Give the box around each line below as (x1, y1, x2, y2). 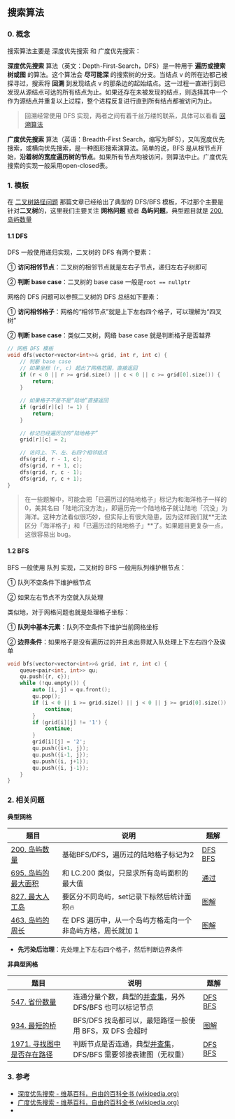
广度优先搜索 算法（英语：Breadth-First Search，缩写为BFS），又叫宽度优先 (7, 135, 225, 143)
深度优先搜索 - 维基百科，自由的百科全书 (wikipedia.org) (17, 1089, 180, 1097)
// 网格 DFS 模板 (7, 345, 54, 352)
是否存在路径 (10, 1049, 54, 1059)
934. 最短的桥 (10, 1020, 57, 1030)
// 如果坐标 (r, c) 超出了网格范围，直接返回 (20, 365, 138, 372)
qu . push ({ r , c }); (20, 673, 71, 680)
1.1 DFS (7, 232, 28, 240)
